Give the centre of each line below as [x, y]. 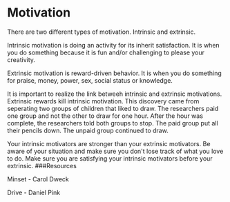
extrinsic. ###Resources [42, 165]
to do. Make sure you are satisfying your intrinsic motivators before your [110, 158]
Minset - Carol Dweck [38, 179]
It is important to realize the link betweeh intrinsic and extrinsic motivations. [115, 94]
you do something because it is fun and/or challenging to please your [106, 52]
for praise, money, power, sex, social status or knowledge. [90, 80]
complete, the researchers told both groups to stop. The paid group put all [113, 123]
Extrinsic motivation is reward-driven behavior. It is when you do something [115, 73]
